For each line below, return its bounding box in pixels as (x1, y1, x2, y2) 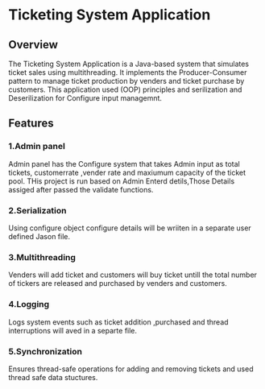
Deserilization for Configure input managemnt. (8, 93, 163, 102)
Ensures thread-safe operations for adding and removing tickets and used (8, 364, 254, 374)
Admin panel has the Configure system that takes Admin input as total (8, 159, 240, 168)
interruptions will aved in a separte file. (8, 325, 138, 335)
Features (8, 117, 54, 130)
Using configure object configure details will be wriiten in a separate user (8, 223, 251, 233)
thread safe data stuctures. (8, 372, 98, 382)
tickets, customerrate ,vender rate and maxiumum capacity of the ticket (8, 168, 246, 177)
